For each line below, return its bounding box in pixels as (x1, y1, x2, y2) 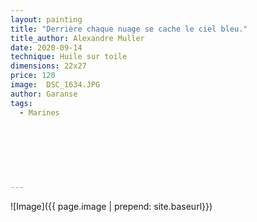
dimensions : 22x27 (10, 61, 87, 71)
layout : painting (10, 14, 83, 25)
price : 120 (10, 71, 56, 81)
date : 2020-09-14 (10, 42, 83, 53)
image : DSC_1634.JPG (10, 80, 101, 90)
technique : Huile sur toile (10, 52, 128, 62)
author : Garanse (10, 89, 78, 99)
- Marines (19, 107, 60, 118)
